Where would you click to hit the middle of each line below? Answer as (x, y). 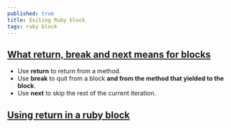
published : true (31, 13)
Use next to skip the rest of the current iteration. (87, 93)
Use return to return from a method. (69, 71)
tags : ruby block (32, 26)
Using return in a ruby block (69, 115)
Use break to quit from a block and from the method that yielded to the (120, 79)
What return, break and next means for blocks (109, 54)
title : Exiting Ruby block (46, 20)
